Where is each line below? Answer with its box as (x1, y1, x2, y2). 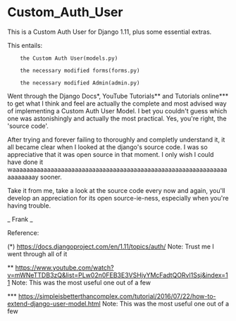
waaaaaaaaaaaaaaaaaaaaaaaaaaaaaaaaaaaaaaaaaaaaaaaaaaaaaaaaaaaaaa (7, 165, 228, 173)
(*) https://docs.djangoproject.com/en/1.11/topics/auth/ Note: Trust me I (7, 242, 215, 251)
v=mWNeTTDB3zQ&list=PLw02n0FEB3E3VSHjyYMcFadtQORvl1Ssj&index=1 (7, 270, 228, 279)
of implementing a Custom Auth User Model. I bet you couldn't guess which (7, 106, 228, 115)
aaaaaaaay (7, 172, 39, 181)
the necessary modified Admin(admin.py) (20, 79, 140, 87)
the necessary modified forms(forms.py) (20, 67, 140, 74)
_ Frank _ (7, 215, 33, 223)
